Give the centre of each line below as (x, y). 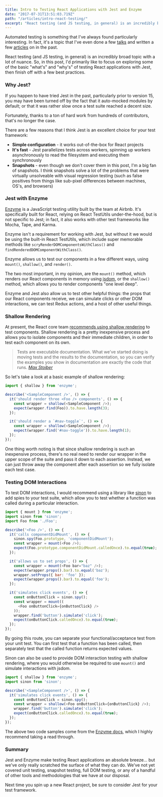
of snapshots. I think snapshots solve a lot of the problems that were (81, 170)
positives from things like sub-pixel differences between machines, (79, 181)
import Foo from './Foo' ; (31, 521)
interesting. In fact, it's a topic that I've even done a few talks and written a (80, 42)
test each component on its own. (38, 343)
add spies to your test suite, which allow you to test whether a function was (81, 498)
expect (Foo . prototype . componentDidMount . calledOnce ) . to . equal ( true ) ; (86, 548)
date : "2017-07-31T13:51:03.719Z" (40, 14)
